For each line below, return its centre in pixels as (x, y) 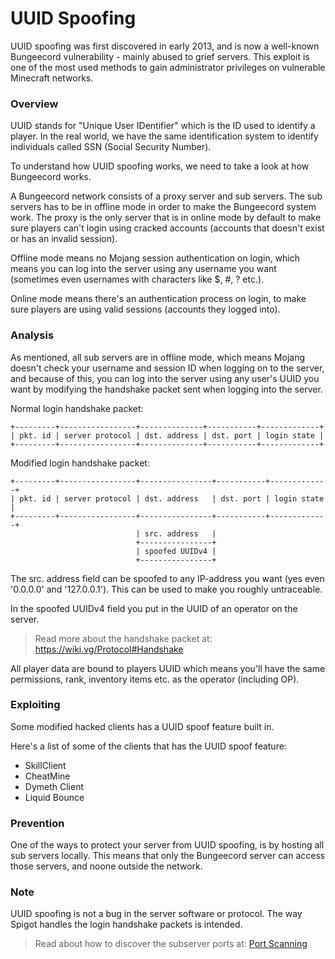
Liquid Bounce (54, 797)
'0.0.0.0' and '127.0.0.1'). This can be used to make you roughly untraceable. (166, 589)
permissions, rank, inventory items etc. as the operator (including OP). (155, 679)
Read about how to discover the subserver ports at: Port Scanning (171, 944)
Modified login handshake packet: (80, 463)
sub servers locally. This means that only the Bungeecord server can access (168, 856)
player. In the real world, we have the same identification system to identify (164, 136)
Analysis (32, 335)
